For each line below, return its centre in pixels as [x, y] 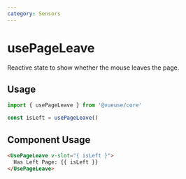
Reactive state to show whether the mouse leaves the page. [93, 68]
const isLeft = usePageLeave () [53, 118]
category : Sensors [34, 14]
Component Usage [49, 140]
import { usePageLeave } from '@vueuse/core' [74, 105]
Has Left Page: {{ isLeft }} [56, 162]
